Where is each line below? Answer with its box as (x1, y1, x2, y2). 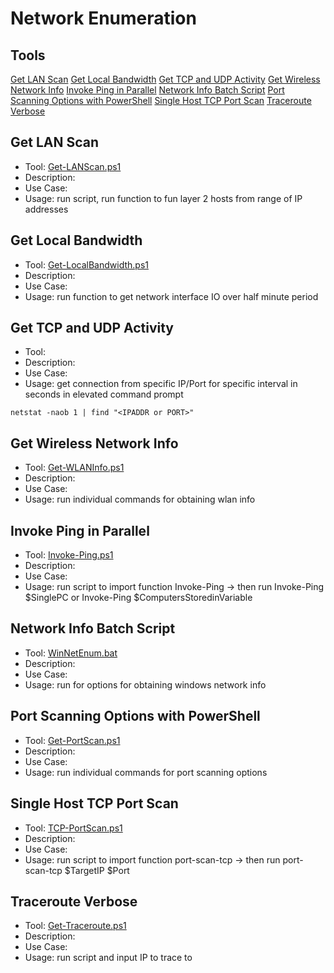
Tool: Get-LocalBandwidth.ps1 (24, 258, 149, 271)
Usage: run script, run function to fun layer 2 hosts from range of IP (24, 192, 303, 204)
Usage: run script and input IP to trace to (24, 952, 193, 964)
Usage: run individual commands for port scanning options (24, 766, 268, 778)
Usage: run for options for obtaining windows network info (24, 678, 267, 691)
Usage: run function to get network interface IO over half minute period (24, 290, 319, 302)
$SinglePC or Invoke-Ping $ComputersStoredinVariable (24, 592, 253, 604)
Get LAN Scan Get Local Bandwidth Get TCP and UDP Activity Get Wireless (10, 73, 321, 85)
